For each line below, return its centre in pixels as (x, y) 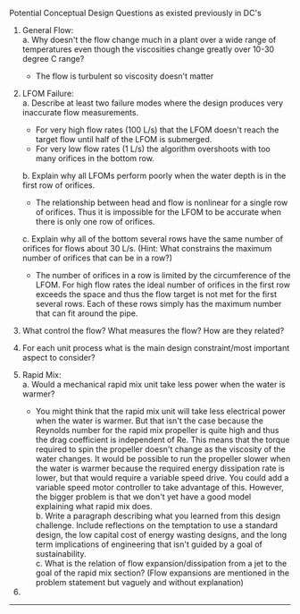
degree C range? (53, 59)
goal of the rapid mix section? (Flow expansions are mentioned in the (162, 573)
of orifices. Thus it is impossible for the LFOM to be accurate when (158, 212)
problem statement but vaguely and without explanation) (139, 582)
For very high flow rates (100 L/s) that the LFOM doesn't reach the (157, 130)
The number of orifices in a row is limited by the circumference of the (163, 275)
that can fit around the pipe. (87, 313)
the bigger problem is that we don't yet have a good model (143, 497)
